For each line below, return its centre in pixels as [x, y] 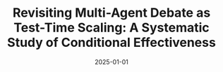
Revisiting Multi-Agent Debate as [111, 13]
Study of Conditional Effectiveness [111, 43]
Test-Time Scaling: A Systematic [111, 28]
